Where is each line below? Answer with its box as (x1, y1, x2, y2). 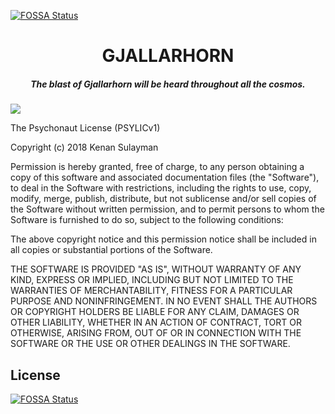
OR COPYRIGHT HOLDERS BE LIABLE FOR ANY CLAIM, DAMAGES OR (10, 306, 300, 318)
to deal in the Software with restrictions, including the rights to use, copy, (10, 182, 312, 194)
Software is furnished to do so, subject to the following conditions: (10, 214, 284, 226)
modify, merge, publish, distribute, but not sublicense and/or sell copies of (10, 193, 317, 205)
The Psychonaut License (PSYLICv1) (10, 122, 161, 134)
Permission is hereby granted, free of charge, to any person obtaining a (10, 161, 305, 173)
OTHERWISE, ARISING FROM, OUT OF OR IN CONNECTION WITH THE (10, 327, 302, 339)
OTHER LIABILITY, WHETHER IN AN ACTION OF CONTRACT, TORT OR (10, 316, 302, 329)
